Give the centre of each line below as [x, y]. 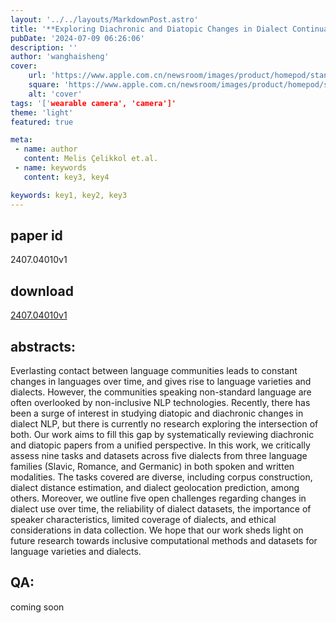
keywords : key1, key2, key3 [69, 195]
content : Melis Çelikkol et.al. [91, 159]
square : [44, 85]
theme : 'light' [42, 112]
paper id [36, 235]
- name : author [46, 149]
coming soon [37, 607]
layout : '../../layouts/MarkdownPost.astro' [104, 19]
